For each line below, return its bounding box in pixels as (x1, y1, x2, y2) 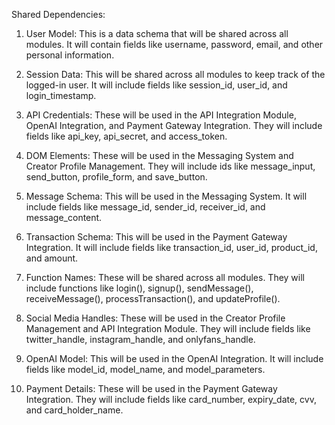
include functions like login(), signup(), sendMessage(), (25, 282, 254, 294)
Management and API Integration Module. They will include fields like (25, 323, 311, 334)
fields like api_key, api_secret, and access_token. (25, 130, 228, 142)
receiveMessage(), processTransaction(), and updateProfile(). (25, 293, 281, 304)
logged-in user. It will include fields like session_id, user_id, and (25, 79, 288, 91)
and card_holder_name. (25, 404, 124, 416)
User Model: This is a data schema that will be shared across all (25, 28, 289, 39)
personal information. (25, 49, 115, 61)
